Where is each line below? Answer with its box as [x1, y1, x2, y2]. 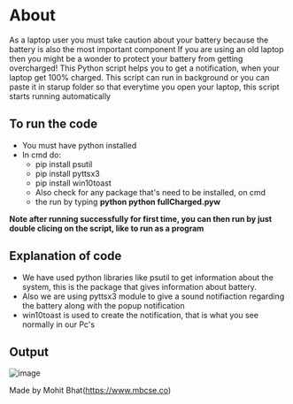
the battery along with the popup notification [21, 300, 186, 310]
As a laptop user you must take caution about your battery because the [9, 34, 269, 45]
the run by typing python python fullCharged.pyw [35, 196, 221, 207]
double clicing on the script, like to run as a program [9, 223, 204, 233]
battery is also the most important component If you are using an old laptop [9, 43, 285, 54]
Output [9, 344, 49, 359]
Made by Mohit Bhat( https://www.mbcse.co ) [9, 385, 172, 396]
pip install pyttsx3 [35, 168, 100, 179]
